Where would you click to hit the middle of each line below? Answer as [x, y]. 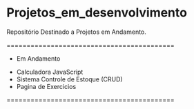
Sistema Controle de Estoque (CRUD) [69, 79]
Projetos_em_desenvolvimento [97, 13]
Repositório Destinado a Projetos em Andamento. [76, 32]
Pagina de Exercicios [46, 86]
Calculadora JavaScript [50, 72]
